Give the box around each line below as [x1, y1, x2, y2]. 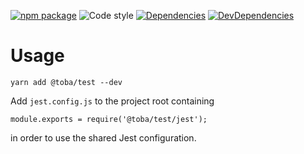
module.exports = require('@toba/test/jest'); [10, 114, 208, 124]
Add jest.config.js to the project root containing [10, 95, 215, 107]
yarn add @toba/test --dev [10, 77, 123, 87]
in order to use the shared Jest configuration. [10, 131, 197, 144]
